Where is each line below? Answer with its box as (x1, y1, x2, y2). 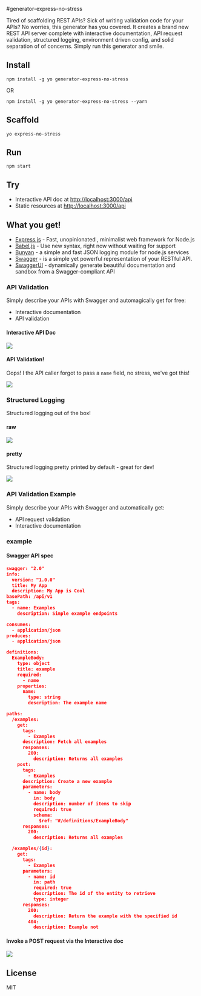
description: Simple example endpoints (17, 611, 118, 617)
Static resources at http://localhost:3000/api (15, 202, 126, 209)
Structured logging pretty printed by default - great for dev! (6, 464, 154, 471)
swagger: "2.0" (6, 565, 45, 571)
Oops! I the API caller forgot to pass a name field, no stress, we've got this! (6, 369, 189, 376)
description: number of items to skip (33, 801, 131, 807)
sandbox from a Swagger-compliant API (15, 268, 115, 275)
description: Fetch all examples (22, 739, 107, 745)
